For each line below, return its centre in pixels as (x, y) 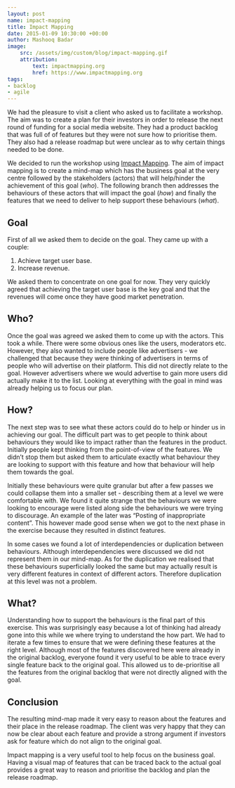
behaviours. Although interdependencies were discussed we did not (106, 551)
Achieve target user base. (55, 260)
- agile (19, 92)
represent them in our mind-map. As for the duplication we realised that (111, 559)
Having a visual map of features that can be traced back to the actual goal (114, 763)
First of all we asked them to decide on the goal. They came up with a (108, 239)
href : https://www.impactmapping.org (87, 72)
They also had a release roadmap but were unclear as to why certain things (116, 142)
